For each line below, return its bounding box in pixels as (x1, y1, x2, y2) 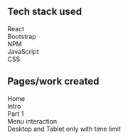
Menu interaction (7, 117, 58, 125)
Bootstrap (7, 32, 37, 41)
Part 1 (7, 109, 24, 118)
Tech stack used (7, 6, 82, 18)
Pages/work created (7, 75, 100, 87)
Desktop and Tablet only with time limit (7, 124, 121, 133)
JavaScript (7, 47, 39, 55)
